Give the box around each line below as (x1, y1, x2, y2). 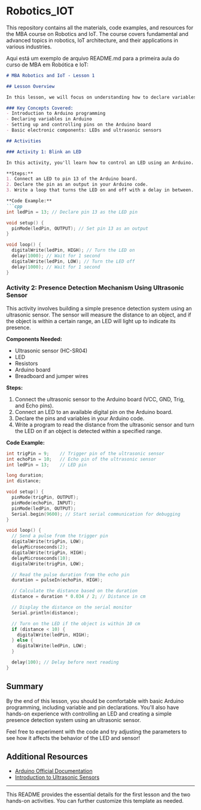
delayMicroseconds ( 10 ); (11, 555, 71, 561)
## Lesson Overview (6, 83, 55, 89)
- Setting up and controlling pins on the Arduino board (6, 121, 151, 128)
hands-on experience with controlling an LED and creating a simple (6, 710, 172, 717)
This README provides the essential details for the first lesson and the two (6, 791, 191, 798)
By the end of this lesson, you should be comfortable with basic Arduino (6, 697, 184, 704)
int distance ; (6, 478, 42, 484)
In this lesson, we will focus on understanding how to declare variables (6, 94, 197, 100)
